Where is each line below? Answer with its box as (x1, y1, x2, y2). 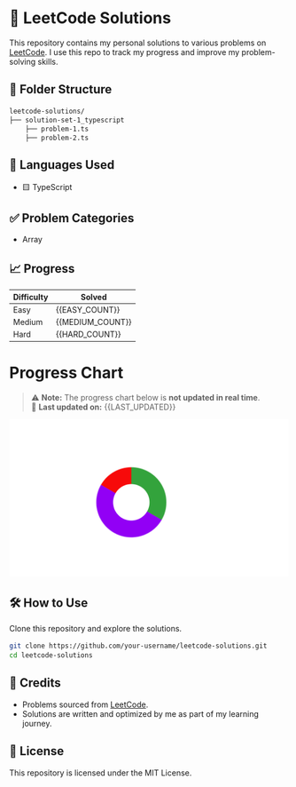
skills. (37, 56, 58, 67)
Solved (81, 291, 108, 302)
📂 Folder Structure (9, 82, 113, 97)
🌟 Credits (9, 675, 62, 691)
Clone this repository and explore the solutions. (9, 624, 183, 634)
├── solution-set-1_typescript (9, 115, 125, 124)
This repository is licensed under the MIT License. (9, 767, 192, 778)
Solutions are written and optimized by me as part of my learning (21, 708, 260, 719)
